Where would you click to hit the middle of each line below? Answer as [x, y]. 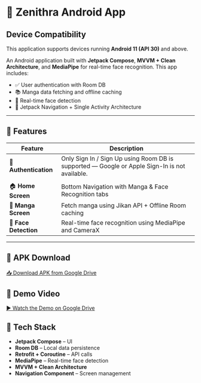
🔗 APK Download [38, 258]
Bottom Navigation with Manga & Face [115, 187]
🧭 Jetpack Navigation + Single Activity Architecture [78, 107]
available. [74, 173]
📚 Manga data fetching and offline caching [68, 92]
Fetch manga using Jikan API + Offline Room [124, 205]
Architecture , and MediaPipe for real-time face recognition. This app [92, 67]
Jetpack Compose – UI [44, 342]
